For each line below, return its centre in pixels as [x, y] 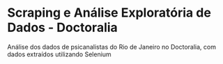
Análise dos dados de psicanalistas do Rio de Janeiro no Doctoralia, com [111, 47]
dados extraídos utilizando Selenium [59, 54]
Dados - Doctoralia [63, 27]
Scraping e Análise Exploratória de [109, 13]
